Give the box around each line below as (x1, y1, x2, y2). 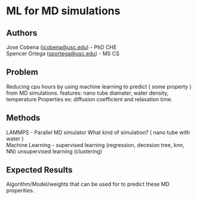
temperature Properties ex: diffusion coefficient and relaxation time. (6, 95, 173, 102)
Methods (6, 113, 41, 123)
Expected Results (6, 165, 73, 175)
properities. (6, 187, 35, 194)
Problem (6, 67, 39, 77)
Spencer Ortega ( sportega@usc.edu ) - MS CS (6, 50, 119, 57)
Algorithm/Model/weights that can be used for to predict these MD (6, 180, 170, 188)
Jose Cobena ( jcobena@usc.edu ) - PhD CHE (6, 43, 117, 51)
